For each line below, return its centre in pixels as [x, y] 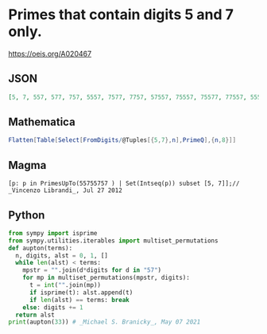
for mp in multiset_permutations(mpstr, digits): [106, 278]
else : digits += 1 [53, 307]
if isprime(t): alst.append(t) [81, 293]
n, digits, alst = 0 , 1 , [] [62, 255]
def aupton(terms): [41, 248]
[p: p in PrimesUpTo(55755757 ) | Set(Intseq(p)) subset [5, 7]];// [124, 184]
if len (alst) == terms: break [79, 300]
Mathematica [42, 122]
